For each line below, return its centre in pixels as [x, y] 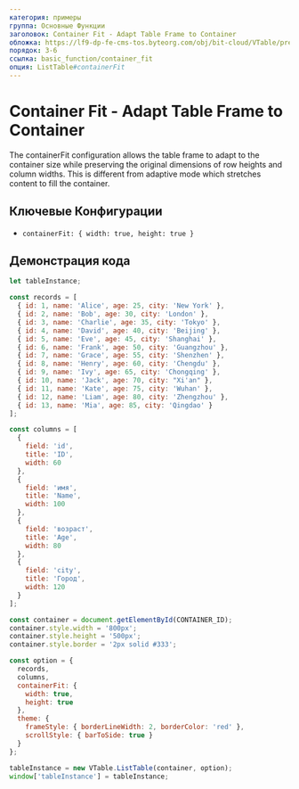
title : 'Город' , [56, 579]
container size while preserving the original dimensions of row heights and [146, 164]
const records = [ [43, 298]
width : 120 [45, 588]
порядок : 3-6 [33, 51]
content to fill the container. [60, 183]
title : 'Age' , [51, 537]
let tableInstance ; [45, 282]
